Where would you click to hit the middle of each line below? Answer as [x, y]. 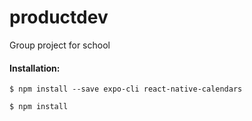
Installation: [35, 68]
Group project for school [60, 45]
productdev [59, 17]
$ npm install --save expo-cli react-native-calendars [126, 89]
